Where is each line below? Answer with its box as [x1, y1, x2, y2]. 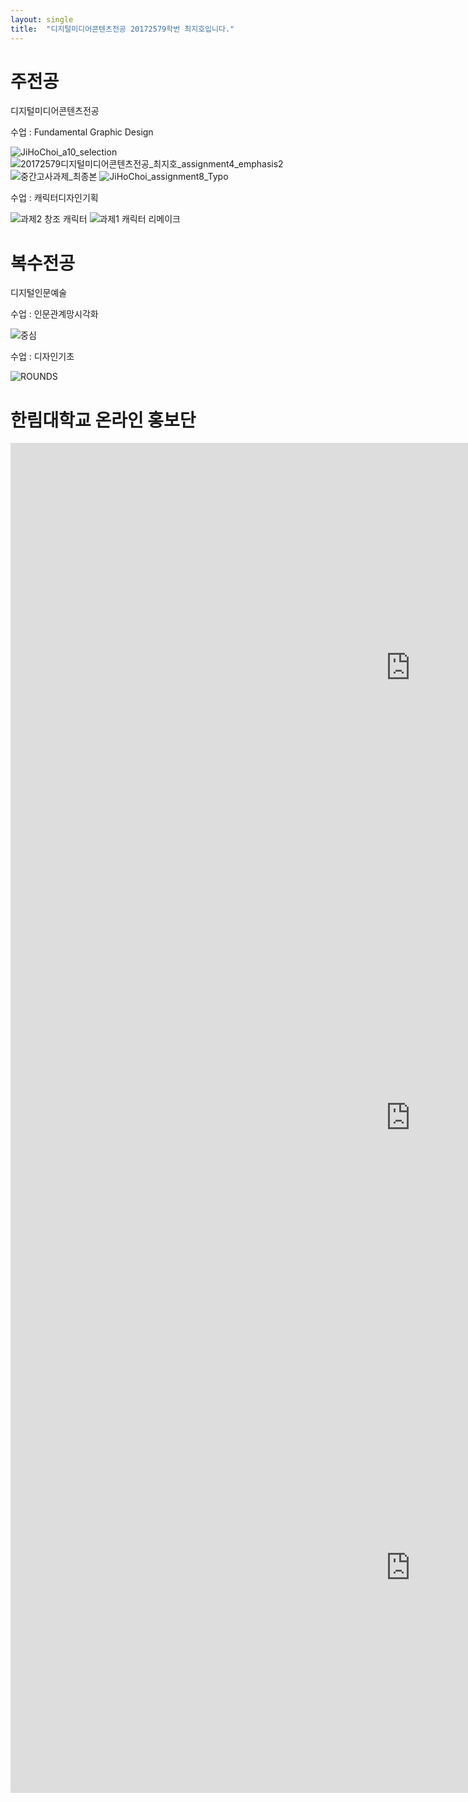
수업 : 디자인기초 [10, 351, 75, 363]
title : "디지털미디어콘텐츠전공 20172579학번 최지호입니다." [10, 24, 235, 34]
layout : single [10, 14, 74, 25]
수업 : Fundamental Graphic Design [10, 126, 154, 138]
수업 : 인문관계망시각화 [10, 308, 99, 320]
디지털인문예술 [10, 287, 68, 299]
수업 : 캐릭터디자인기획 [10, 192, 99, 204]
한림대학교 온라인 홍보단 [10, 409, 197, 431]
